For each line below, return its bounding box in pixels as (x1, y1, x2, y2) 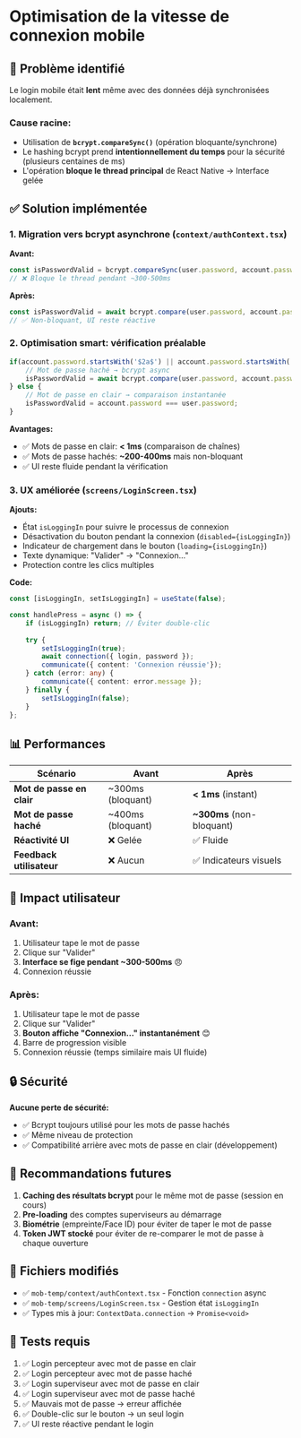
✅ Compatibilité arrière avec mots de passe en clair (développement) (21, 1140, 278, 1150)
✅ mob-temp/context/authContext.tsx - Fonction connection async (21, 1287, 267, 1298)
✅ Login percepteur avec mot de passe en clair (21, 1357, 197, 1368)
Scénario (37, 768, 76, 780)
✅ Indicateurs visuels (192, 854, 282, 866)
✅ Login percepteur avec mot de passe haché (21, 1368, 193, 1379)
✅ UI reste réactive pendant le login (21, 1418, 154, 1429)
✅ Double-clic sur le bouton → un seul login (21, 1408, 185, 1419)
